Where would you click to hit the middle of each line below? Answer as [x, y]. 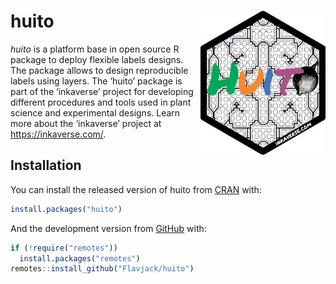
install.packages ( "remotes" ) [80, 258]
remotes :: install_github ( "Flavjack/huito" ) [102, 269]
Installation [46, 165]
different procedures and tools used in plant [101, 102]
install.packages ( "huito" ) [66, 209]
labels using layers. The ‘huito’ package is [96, 81]
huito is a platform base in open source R [95, 49]
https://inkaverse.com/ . [58, 134]
